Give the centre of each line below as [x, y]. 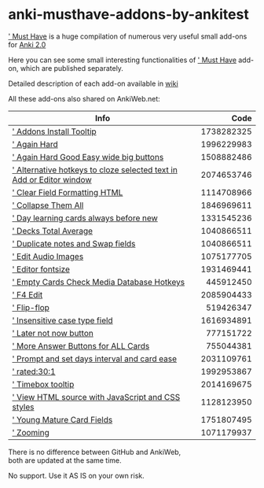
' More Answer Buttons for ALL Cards [81, 346]
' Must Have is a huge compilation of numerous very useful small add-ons [128, 36]
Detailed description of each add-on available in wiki [93, 83]
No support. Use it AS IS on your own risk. [76, 475]
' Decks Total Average [52, 231]
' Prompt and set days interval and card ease [95, 358]
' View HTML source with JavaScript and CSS [96, 397]
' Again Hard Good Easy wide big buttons [88, 157]
